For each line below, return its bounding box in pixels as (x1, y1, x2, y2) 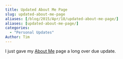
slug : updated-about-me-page (5, 12, 65, 17)
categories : (5, 26, 30, 30)
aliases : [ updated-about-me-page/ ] (5, 21, 79, 26)
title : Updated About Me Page (5, 7, 68, 12)
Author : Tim (5, 35, 30, 40)
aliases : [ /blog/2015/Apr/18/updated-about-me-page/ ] (5, 16, 119, 21)
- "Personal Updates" (9, 30, 55, 35)
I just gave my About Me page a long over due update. (5, 48, 116, 54)
